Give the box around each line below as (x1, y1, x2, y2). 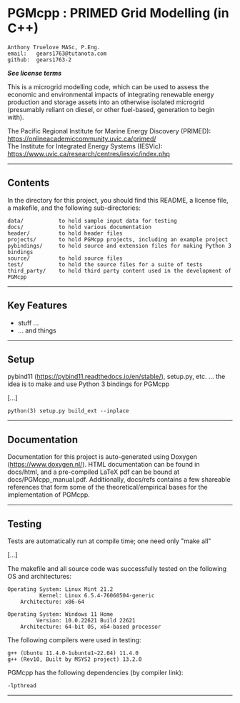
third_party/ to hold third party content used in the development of (7, 267, 232, 274)
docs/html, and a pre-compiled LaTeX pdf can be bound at (7, 467, 180, 476)
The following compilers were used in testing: (7, 636, 141, 644)
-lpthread (7, 682, 37, 689)
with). (7, 113, 24, 121)
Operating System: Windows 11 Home (7, 611, 114, 618)
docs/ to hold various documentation (7, 223, 152, 231)
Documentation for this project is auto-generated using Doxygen (7, 452, 198, 461)
